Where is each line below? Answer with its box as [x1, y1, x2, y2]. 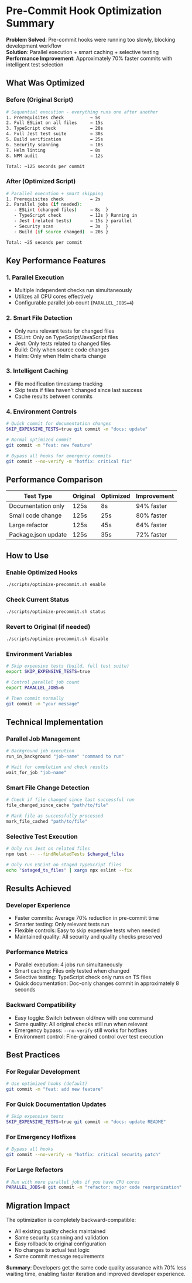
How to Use [6, 551, 49, 561]
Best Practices [6, 1050, 60, 1060]
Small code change [9, 511, 62, 520]
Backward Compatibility [6, 1001, 76, 1009]
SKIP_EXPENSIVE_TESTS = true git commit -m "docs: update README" [6, 1119, 166, 1125]
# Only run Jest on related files [6, 845, 91, 852]
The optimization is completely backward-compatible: [6, 1217, 136, 1224]
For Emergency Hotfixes [6, 1133, 76, 1141]
